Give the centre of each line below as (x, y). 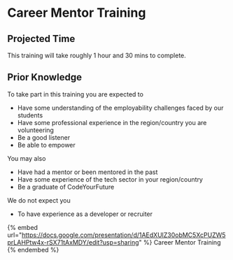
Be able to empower (46, 145)
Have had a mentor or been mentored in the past (87, 172)
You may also (27, 158)
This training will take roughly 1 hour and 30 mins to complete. (97, 55)
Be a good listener (44, 137)
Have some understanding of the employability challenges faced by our (120, 108)
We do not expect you (39, 200)
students (30, 115)
